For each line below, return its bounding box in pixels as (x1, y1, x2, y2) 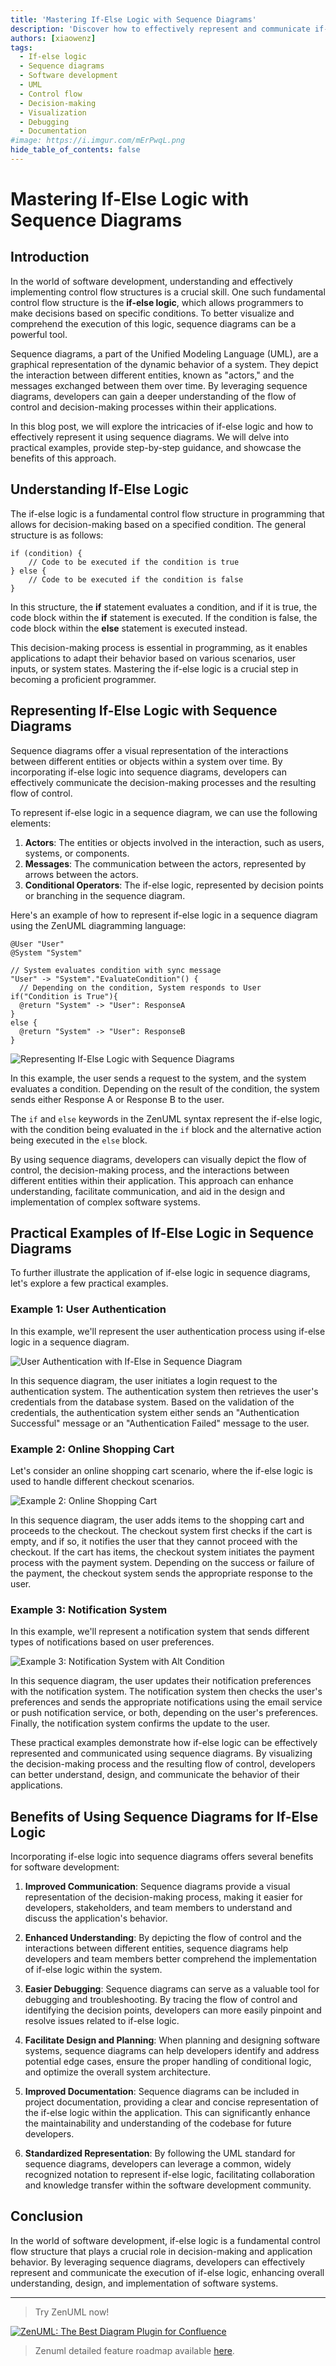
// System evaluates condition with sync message (10, 965, 222, 975)
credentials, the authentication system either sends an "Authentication (10, 1406, 300, 1418)
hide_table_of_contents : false (10, 145, 141, 155)
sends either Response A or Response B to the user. (10, 1093, 225, 1105)
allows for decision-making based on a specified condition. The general (10, 518, 307, 530)
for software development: (10, 1861, 120, 1873)
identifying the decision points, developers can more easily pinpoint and (24, 2004, 322, 2016)
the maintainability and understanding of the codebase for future (24, 2117, 292, 2130)
